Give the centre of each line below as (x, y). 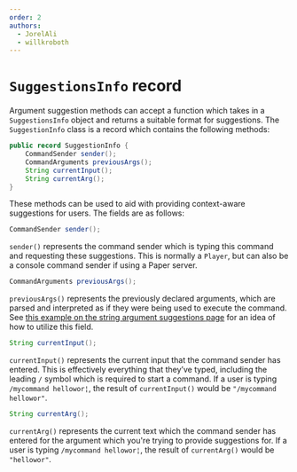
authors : (25, 26)
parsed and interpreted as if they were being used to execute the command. (148, 308)
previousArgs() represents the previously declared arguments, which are (143, 299)
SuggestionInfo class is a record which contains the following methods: (140, 130)
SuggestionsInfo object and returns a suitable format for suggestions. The (145, 120)
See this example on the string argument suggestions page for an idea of (143, 318)
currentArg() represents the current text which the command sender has (143, 430)
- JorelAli (37, 34)
